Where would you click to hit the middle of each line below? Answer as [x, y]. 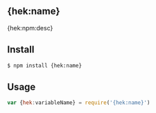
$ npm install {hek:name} [44, 65]
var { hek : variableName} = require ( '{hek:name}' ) [79, 103]
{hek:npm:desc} [30, 28]
